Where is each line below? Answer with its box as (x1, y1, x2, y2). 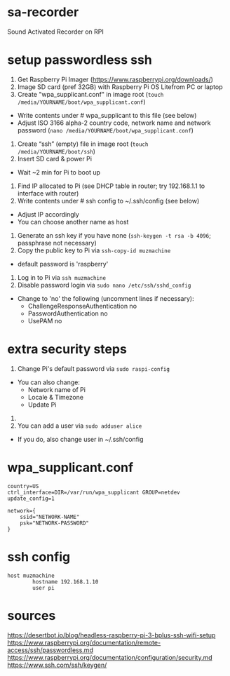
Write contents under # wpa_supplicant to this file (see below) (17, 111, 197, 119)
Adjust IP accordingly (17, 210, 79, 218)
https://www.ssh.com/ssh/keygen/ (7, 661, 107, 669)
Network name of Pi (27, 385, 86, 393)
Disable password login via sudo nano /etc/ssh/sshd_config (17, 280, 191, 289)
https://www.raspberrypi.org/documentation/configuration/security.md (7, 653, 212, 661)
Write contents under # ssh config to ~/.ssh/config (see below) (17, 196, 200, 205)
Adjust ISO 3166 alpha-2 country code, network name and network (17, 119, 212, 127)
